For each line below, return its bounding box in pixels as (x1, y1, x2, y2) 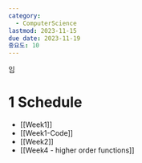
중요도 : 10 (8, 42, 40, 50)
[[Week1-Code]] (19, 128, 74, 138)
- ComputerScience (15, 19, 78, 27)
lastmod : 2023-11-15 (8, 26, 78, 35)
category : (8, 11, 42, 20)
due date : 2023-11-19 (8, 34, 81, 43)
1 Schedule (8, 93, 83, 112)
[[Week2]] (19, 137, 54, 147)
